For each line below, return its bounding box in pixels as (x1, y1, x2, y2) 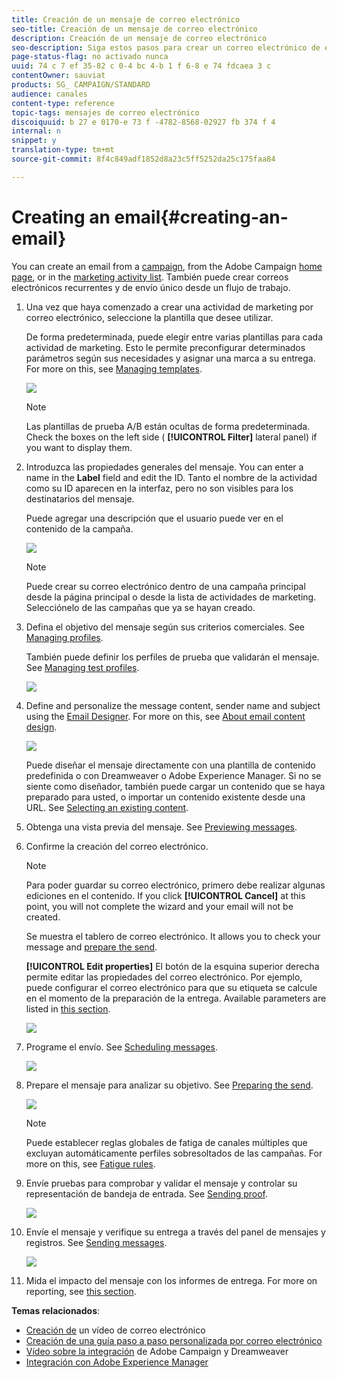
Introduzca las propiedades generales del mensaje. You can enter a (25, 461, 304, 473)
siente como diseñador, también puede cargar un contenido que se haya (25, 780, 326, 792)
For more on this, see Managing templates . (25, 362, 203, 375)
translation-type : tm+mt (11, 145, 115, 155)
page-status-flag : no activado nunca (11, 52, 169, 62)
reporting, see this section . (25, 1285, 137, 1297)
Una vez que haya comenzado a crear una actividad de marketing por (25, 301, 314, 313)
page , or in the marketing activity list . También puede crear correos (11, 271, 289, 283)
